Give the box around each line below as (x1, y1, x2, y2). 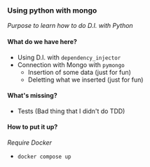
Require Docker (7, 138, 53, 147)
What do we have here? (7, 37, 77, 45)
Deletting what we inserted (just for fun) (27, 75, 144, 84)
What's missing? (7, 92, 57, 100)
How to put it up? (7, 123, 58, 131)
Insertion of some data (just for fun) (27, 68, 132, 76)
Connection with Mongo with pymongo (17, 60, 125, 68)
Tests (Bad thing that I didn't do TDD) (17, 107, 125, 115)
